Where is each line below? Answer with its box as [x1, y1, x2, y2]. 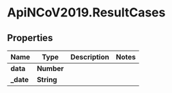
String [36, 75, 57, 84]
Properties [7, 32, 53, 44]
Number [36, 64, 64, 73]
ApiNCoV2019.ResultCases [7, 5, 166, 21]
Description [70, 53, 109, 62]
